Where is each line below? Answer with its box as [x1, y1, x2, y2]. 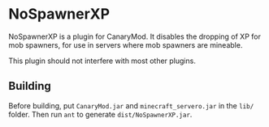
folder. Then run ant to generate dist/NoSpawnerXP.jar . [8, 109, 193, 119]
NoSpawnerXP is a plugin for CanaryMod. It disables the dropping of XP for [8, 32, 262, 41]
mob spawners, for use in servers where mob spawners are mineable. [8, 40, 243, 49]
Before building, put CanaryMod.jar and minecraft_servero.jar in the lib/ [8, 100, 254, 110]
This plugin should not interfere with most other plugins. [8, 56, 197, 66]
